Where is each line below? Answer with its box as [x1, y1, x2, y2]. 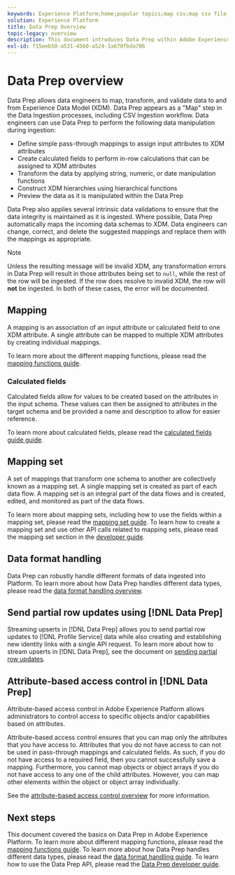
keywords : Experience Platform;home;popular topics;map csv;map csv [7, 10, 211, 17]
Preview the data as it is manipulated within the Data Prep [17, 191, 184, 199]
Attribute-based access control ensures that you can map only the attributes [7, 733, 228, 742]
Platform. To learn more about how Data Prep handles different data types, [7, 579, 222, 587]
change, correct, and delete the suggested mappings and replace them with [7, 227, 227, 235]
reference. [7, 414, 37, 423]
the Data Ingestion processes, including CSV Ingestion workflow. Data [7, 111, 209, 119]
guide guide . [7, 435, 43, 444]
